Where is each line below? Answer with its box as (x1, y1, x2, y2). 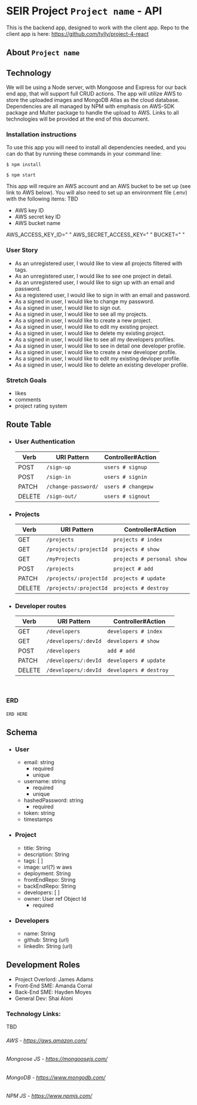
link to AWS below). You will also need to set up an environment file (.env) (6, 189, 188, 196)
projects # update (113, 575, 166, 582)
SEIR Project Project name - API (6, 4, 162, 18)
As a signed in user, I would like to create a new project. (14, 316, 152, 324)
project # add (113, 565, 153, 572)
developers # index (107, 628, 163, 635)
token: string (23, 809, 55, 817)
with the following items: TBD (6, 195, 79, 202)
